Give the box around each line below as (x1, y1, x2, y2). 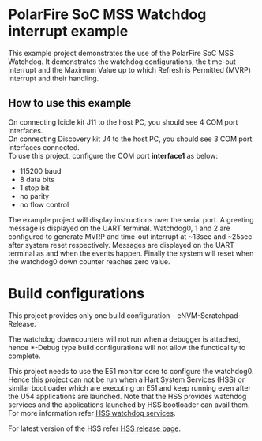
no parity (19, 191, 50, 200)
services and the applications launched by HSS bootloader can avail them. (8, 400, 250, 409)
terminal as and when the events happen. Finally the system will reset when (8, 249, 254, 258)
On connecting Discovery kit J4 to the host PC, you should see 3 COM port (8, 134, 253, 144)
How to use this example (8, 96, 132, 110)
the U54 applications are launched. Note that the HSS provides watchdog (8, 391, 247, 401)
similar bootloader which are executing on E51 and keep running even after (8, 383, 251, 392)
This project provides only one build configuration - (8, 310, 176, 320)
